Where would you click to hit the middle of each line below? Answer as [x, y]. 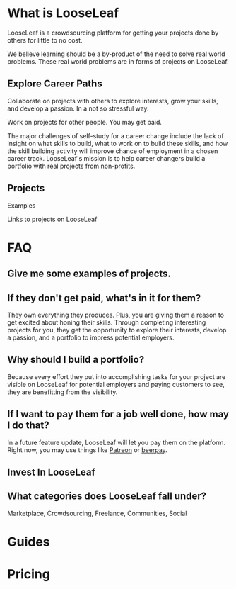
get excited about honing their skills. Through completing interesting [107, 322]
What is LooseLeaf [63, 13]
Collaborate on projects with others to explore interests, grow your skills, [113, 101]
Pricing [29, 574]
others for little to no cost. [45, 40]
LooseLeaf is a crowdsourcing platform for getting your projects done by [113, 33]
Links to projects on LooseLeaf [52, 219]
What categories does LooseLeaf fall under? [107, 497]
